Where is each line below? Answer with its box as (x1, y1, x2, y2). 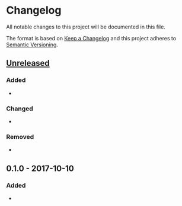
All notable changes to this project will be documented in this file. (6, 23, 166, 30)
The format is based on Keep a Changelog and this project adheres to (6, 34, 177, 42)
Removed (6, 132, 34, 141)
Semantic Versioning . (6, 41, 58, 48)
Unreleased (6, 58, 50, 68)
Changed (6, 104, 34, 113)
